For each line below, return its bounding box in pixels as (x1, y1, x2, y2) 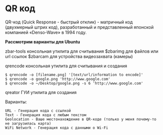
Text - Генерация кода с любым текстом (5, 113, 87, 117)
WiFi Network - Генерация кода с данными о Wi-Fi (5, 125, 109, 130)
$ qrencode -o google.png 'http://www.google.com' (5, 77, 111, 81)
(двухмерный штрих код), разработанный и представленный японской (5, 24, 154, 30)
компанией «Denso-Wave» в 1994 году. (5, 29, 87, 35)
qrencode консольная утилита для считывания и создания (5, 63, 127, 69)
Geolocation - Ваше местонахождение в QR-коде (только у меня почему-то (5, 116, 157, 122)
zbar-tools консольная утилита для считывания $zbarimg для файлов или (5, 48, 159, 54)
